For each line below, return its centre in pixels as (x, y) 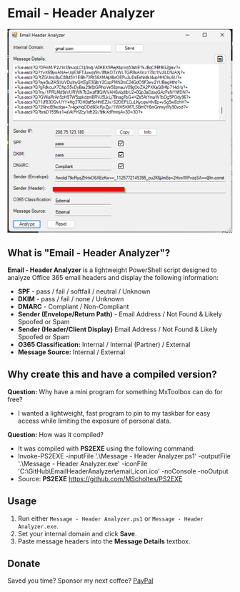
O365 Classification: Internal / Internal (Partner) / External (104, 344)
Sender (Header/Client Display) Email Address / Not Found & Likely (117, 329)
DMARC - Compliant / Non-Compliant (73, 306)
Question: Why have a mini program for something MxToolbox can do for (115, 391)
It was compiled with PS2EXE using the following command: (106, 448)
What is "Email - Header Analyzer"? (89, 252)
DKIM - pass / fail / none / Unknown (71, 298)
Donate (24, 563)
